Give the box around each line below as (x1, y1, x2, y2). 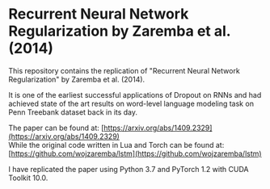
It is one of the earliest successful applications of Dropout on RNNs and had (8, 90, 262, 99)
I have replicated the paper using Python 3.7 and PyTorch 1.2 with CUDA (8, 164, 249, 174)
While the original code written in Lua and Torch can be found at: (8, 140, 225, 149)
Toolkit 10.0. (8, 173, 49, 183)
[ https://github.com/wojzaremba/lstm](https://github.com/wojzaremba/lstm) (8, 149, 262, 158)
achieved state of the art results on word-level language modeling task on (8, 99, 255, 108)
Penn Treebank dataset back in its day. (8, 107, 138, 117)
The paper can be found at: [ (8, 123, 104, 132)
